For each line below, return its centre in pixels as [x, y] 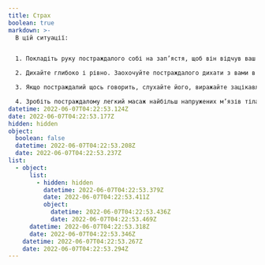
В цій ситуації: [42, 38]
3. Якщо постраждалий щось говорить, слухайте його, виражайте [121, 88]
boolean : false [40, 138]
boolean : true [32, 23]
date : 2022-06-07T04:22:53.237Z [69, 153]
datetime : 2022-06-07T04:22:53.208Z [75, 146]
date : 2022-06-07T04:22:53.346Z [82, 234]
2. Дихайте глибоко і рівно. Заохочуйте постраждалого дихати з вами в [136, 73]
